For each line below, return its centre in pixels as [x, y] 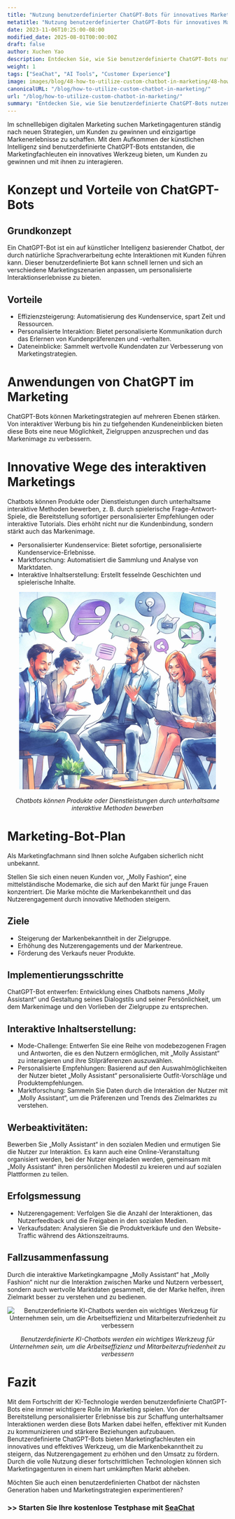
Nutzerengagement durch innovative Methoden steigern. [89, 899]
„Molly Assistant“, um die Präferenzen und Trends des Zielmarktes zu [117, 1098]
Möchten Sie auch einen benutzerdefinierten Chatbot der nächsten [104, 1482]
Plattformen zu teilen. [38, 1174]
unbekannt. [23, 863]
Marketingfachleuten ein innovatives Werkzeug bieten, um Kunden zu [107, 154]
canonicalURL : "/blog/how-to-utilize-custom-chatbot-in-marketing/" [109, 89]
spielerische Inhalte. [46, 582]
